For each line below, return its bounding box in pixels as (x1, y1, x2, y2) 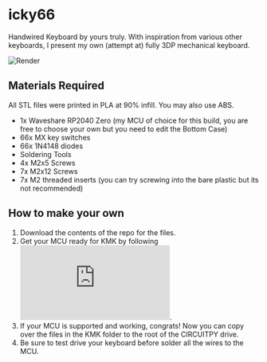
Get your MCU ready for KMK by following (19, 236, 159, 246)
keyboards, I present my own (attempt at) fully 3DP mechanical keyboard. (8, 40, 250, 49)
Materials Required (8, 79, 105, 92)
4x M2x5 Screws (19, 158, 76, 167)
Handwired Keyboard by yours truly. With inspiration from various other (8, 32, 243, 41)
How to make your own (8, 207, 125, 220)
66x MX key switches (19, 132, 91, 142)
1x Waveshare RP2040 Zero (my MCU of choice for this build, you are (19, 116, 249, 125)
